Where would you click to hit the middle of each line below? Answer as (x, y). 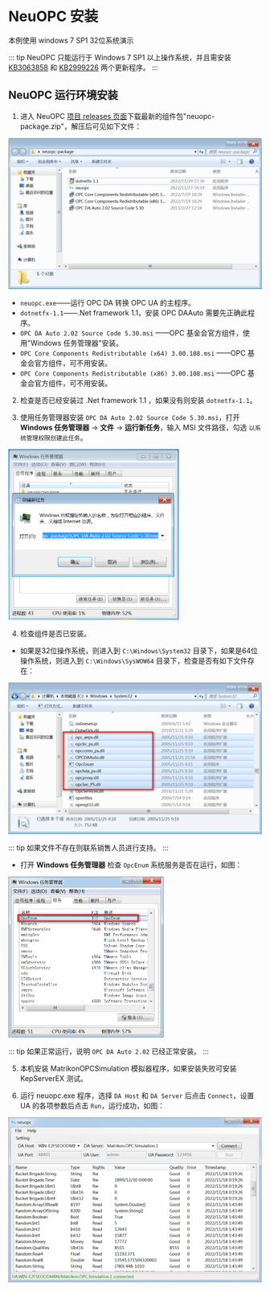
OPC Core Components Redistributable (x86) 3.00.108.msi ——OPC (133, 373)
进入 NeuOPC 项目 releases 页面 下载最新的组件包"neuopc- (117, 116)
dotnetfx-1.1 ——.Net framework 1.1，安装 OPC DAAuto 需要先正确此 (134, 312)
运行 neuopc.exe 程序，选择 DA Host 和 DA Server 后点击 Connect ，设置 (137, 1096)
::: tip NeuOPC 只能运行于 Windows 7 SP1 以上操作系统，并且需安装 (120, 57)
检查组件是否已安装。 (55, 634)
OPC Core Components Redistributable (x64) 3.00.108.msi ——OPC (133, 353)
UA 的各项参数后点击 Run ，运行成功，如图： (92, 1106)
